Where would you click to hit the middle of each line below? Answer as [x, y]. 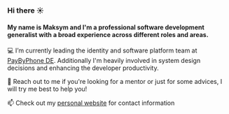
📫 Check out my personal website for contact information [91, 103]
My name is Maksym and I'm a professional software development [106, 27]
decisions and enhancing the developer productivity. [83, 68]
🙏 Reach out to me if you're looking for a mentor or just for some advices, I [115, 82]
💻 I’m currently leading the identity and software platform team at [102, 50]
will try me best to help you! [47, 89]
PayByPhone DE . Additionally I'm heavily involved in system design [104, 61]
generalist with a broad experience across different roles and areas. [108, 34]
